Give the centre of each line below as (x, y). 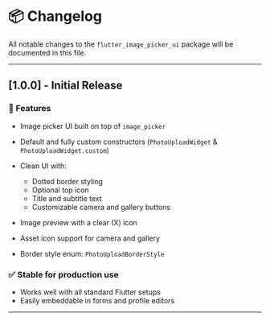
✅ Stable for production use (63, 274)
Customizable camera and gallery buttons (101, 207)
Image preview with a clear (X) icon (79, 222)
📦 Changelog (55, 16)
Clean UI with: (43, 166)
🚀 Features (30, 109)
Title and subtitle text (67, 198)
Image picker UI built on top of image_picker (93, 126)
